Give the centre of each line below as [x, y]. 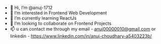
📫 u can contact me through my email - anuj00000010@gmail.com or [83, 29]
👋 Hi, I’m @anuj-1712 [31, 8]
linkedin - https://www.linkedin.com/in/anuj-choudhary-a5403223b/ [81, 36]
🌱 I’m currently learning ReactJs [43, 18]
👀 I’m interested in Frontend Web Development [58, 13]
